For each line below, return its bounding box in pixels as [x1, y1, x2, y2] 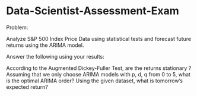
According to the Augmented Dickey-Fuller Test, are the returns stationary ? [6, 64, 192, 72]
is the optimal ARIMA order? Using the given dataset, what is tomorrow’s [6, 77, 183, 84]
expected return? [6, 83, 49, 90]
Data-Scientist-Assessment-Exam [6, 4, 179, 18]
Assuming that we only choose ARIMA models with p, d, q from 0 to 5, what [6, 71, 191, 78]
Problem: [6, 24, 28, 31]
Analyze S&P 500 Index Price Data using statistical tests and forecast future [6, 35, 192, 42]
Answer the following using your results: [6, 53, 105, 60]
